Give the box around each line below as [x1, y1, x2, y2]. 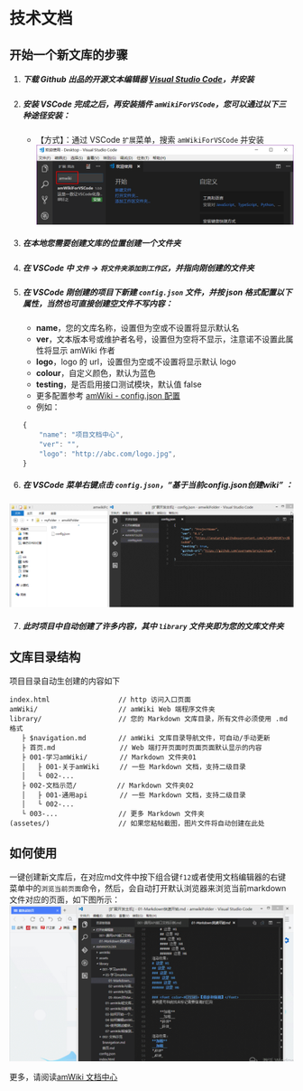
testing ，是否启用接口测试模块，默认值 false [35, 379, 202, 390]
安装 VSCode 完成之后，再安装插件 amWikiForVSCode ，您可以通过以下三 [22, 99, 287, 109]
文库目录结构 [9, 650, 81, 665]
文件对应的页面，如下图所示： [9, 894, 120, 905]
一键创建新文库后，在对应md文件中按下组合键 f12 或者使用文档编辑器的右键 [9, 871, 287, 882]
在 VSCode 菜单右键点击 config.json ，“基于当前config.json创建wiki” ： [22, 480, 293, 491]
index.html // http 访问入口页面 [9, 695, 191, 704]
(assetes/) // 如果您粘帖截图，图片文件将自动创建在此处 [9, 819, 265, 828]
